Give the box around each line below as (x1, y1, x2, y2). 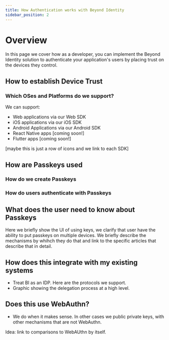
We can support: (5, 104, 40, 110)
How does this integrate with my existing (5, 258, 138, 267)
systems (5, 266, 34, 274)
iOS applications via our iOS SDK (12, 119, 82, 125)
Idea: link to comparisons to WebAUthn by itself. (5, 329, 106, 335)
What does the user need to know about (5, 205, 135, 214)
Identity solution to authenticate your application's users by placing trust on (5, 57, 164, 63)
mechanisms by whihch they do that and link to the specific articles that (5, 238, 157, 244)
